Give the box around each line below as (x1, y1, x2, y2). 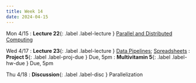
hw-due (6, 59, 25, 67)
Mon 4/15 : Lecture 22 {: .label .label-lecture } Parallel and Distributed (6, 30, 173, 37)
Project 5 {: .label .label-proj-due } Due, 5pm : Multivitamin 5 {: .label (6, 53, 171, 60)
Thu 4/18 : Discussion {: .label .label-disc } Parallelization (6, 71, 143, 78)
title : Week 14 (6, 8, 43, 15)
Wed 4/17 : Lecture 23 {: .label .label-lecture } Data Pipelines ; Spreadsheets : (6, 47, 190, 54)
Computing (6, 36, 33, 43)
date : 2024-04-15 (6, 14, 49, 20)
